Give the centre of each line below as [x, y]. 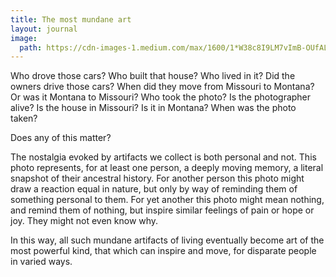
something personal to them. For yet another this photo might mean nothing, [167, 200]
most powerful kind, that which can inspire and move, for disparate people [163, 251]
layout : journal [44, 29]
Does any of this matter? [61, 138]
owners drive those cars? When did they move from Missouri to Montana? [162, 87]
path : [31, 47]
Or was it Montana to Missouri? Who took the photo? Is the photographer [161, 97]
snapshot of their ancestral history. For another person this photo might [157, 178]
